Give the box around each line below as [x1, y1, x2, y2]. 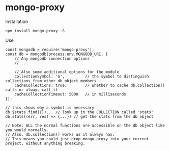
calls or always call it [5, 87, 58, 92]
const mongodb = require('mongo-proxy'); [5, 47, 95, 52]
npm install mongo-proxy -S [5, 28, 65, 33]
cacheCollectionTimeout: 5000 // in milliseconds [14, 91, 126, 97]
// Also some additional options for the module [14, 69, 120, 74]
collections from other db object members [5, 78, 97, 83]
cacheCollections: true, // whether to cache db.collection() [14, 83, 165, 88]
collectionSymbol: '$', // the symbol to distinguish [14, 73, 149, 79]
